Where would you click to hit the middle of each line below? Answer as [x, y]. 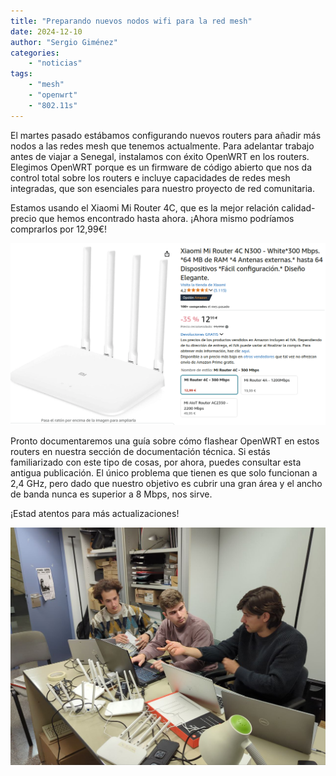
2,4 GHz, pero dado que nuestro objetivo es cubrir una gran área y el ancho [166, 484]
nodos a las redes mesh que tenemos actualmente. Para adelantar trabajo [162, 146]
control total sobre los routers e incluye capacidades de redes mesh [150, 177]
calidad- [298, 207]
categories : [35, 53]
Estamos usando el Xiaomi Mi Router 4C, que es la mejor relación [145, 207]
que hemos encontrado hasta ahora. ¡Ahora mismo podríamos [166, 218]
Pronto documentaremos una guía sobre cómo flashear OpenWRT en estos [165, 441]
